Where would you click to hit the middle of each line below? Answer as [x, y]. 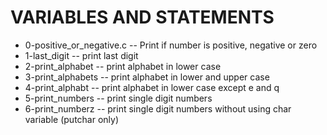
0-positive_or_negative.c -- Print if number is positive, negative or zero [171, 45]
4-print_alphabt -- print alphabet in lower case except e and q [152, 87]
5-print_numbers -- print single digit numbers [118, 98]
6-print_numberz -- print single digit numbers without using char [158, 108]
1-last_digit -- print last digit [81, 55]
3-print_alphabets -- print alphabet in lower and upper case [147, 77]
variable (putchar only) [72, 119]
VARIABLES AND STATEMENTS [142, 17]
